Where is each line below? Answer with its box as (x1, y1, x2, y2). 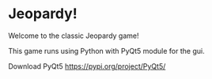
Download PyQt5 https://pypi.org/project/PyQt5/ (8, 61, 166, 71)
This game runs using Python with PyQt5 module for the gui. (8, 46, 205, 55)
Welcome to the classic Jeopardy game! (8, 31, 139, 40)
